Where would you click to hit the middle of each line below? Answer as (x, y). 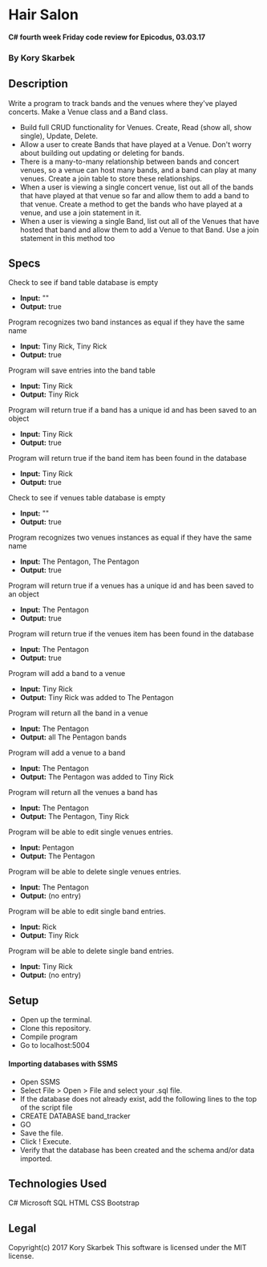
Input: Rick (38, 927)
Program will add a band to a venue (67, 674)
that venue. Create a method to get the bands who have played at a (131, 204)
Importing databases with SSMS (63, 1063)
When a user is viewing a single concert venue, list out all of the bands (137, 187)
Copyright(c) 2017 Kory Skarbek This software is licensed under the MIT (127, 1248)
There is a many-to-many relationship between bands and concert (129, 161)
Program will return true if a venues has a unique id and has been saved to (131, 586)
